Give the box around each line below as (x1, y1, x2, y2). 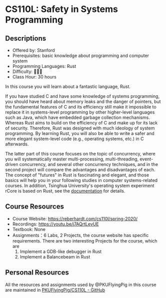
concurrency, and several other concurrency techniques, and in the (19, 161, 158, 167)
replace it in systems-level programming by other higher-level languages (5, 109, 155, 115)
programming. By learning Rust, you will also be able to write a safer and (5, 130, 154, 136)
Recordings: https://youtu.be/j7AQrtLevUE (12, 221, 99, 227)
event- (139, 156, 153, 162)
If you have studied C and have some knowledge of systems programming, (5, 93, 160, 99)
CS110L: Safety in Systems (5, 3, 118, 15)
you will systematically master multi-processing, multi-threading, (5, 156, 139, 162)
